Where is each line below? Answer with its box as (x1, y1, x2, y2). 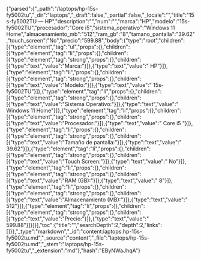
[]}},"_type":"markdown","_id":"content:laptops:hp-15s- (6, 228, 143, 235)
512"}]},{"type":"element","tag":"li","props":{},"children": (6, 202, 145, 209)
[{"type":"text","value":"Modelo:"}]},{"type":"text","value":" (6, 81, 152, 89)
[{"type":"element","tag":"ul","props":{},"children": (6, 43, 130, 50)
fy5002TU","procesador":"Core (6, 24, 84, 31)
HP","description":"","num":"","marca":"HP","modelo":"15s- (44, 18, 190, 25)
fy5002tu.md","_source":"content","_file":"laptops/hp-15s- (6, 234, 150, 241)
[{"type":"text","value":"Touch (6, 158, 80, 165)
